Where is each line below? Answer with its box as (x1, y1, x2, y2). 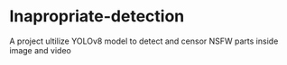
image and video (9, 45, 72, 55)
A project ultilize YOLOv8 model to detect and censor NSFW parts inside (9, 36, 279, 46)
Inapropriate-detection (9, 6, 185, 27)
